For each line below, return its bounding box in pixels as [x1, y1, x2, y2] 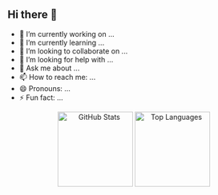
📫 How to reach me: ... [18, 72, 96, 82]
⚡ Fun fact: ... [18, 93, 63, 102]
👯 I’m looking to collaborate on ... [18, 46, 128, 56]
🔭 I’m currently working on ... [18, 29, 115, 38]
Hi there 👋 [7, 8, 58, 22]
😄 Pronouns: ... [18, 83, 71, 93]
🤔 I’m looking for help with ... [18, 54, 114, 64]
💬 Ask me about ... [18, 63, 80, 73]
